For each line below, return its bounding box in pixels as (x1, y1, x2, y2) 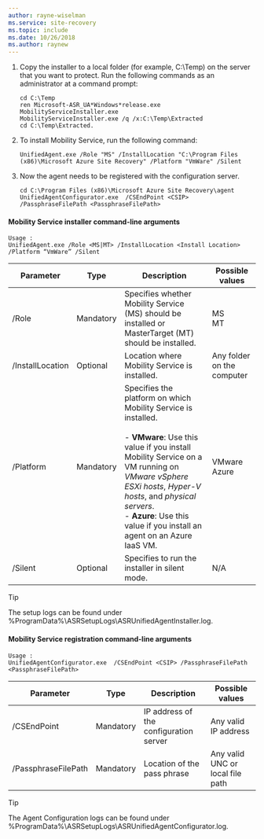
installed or (124, 318, 166, 329)
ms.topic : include (8, 26, 68, 34)
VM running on (124, 462, 179, 473)
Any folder (211, 351, 251, 362)
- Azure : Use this (124, 510, 189, 521)
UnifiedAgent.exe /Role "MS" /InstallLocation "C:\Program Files (19, 151, 238, 159)
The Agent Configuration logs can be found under (8, 813, 170, 822)
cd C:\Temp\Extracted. (19, 122, 94, 130)
